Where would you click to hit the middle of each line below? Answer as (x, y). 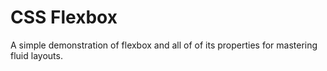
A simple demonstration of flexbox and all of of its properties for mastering (164, 45)
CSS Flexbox (64, 17)
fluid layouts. (36, 55)
